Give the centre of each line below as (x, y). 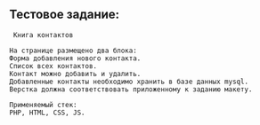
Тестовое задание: (65, 15)
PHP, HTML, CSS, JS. (48, 113)
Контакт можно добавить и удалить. (75, 74)
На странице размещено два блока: (73, 51)
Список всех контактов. (53, 66)
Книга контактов (43, 35)
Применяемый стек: (43, 105)
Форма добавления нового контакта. (75, 58)
